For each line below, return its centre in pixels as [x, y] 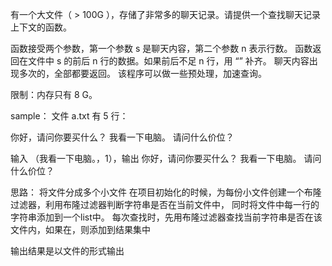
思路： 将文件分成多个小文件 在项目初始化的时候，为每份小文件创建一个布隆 [166, 192]
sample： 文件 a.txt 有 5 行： [69, 116]
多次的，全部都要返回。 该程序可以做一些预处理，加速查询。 [142, 73]
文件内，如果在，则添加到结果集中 [80, 229]
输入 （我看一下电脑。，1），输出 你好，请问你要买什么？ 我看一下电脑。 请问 [166, 158]
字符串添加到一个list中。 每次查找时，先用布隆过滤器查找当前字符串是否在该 [166, 217]
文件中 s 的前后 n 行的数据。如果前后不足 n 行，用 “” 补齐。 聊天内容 [168, 61]
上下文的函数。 [41, 27]
